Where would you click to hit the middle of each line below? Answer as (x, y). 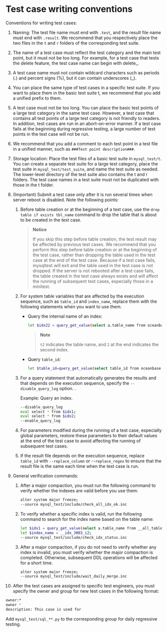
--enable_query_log (40, 421)
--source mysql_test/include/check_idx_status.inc (74, 537)
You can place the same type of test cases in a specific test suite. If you (86, 87)
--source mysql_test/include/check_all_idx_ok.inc (74, 505)
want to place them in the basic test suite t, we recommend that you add (86, 93)
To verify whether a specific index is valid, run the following (81, 514)
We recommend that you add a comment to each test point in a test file (85, 144)
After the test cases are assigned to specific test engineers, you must (84, 586)
